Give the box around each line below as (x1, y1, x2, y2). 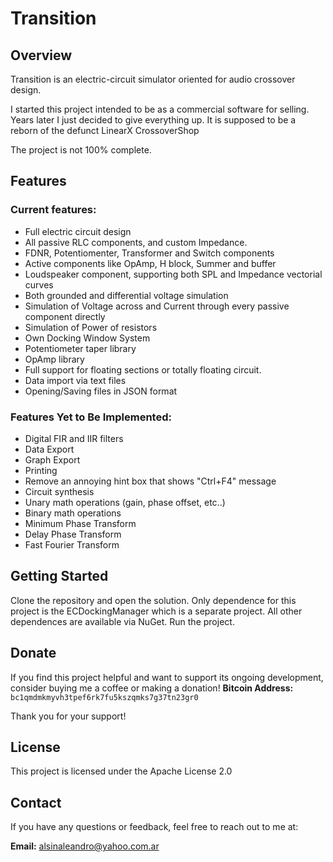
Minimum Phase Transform (24, 517, 137, 529)
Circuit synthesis (24, 485, 95, 497)
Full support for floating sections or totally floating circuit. (24, 363, 262, 376)
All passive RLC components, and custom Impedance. (24, 236, 248, 248)
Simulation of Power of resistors (24, 321, 158, 333)
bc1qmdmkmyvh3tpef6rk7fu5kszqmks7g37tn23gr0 (10, 692, 199, 702)
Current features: (10, 203, 97, 217)
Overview (10, 47, 73, 64)
